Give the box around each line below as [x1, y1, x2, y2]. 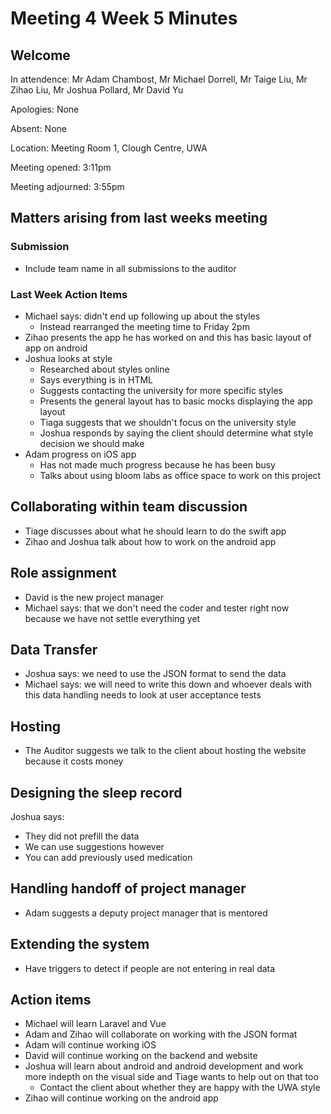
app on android [24, 342, 88, 354]
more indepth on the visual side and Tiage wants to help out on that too [24, 1071, 319, 1083]
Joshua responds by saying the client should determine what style [39, 427, 314, 439]
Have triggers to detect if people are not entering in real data [24, 962, 276, 974]
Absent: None [10, 123, 67, 134]
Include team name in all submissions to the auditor [24, 262, 237, 274]
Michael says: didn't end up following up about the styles [24, 310, 261, 322]
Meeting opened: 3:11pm [10, 162, 112, 173]
